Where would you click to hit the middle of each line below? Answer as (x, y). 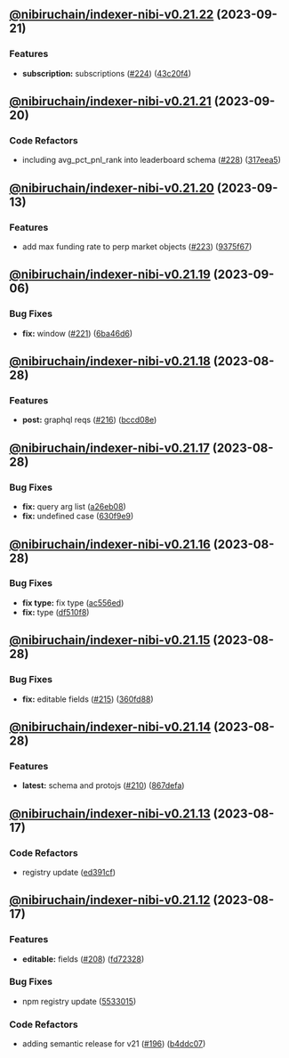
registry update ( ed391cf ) (69, 872)
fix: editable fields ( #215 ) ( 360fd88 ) (88, 699)
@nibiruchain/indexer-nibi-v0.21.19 (110, 275)
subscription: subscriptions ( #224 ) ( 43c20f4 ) (107, 73)
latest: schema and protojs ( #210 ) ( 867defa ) (103, 785)
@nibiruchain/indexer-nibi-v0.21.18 (110, 361)
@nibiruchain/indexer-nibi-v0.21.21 (110, 102)
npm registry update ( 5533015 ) (79, 1001)
